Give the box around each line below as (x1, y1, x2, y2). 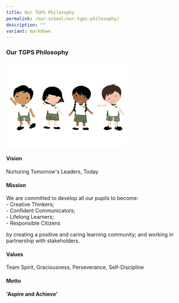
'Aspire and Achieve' (6, 290, 58, 297)
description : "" (6, 22, 46, 28)
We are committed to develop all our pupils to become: (6, 195, 139, 202)
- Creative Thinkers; (6, 201, 55, 208)
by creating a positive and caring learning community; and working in (6, 231, 174, 238)
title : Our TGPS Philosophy (6, 9, 75, 15)
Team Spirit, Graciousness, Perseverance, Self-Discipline (6, 264, 144, 271)
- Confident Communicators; (6, 207, 76, 214)
